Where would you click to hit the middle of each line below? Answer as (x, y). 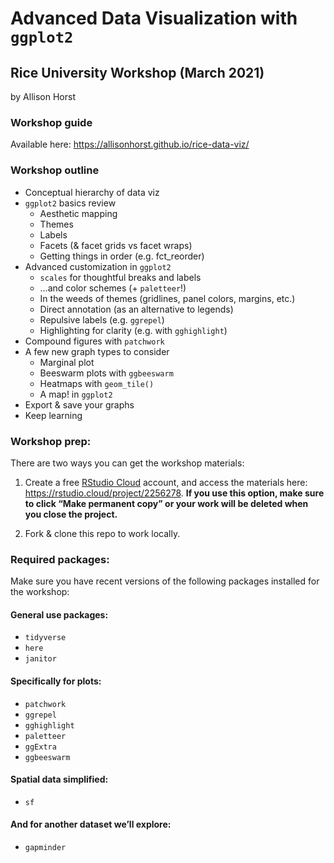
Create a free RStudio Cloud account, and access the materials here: (166, 482)
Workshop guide (51, 122)
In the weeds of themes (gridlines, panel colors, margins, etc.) (167, 298)
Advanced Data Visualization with (154, 18)
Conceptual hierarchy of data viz (92, 192)
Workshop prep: (51, 441)
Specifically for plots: (56, 681)
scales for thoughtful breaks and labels (120, 277)
